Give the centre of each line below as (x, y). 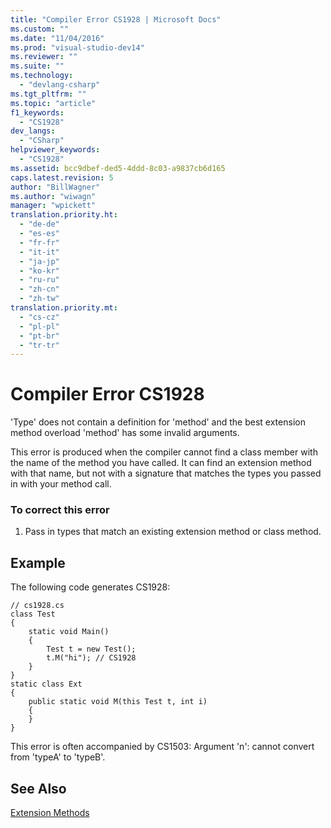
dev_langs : (33, 131)
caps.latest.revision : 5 (62, 177)
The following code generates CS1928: (90, 587)
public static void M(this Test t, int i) (118, 702)
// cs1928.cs (37, 606)
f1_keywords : (37, 112)
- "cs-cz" (39, 317)
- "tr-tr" (39, 345)
